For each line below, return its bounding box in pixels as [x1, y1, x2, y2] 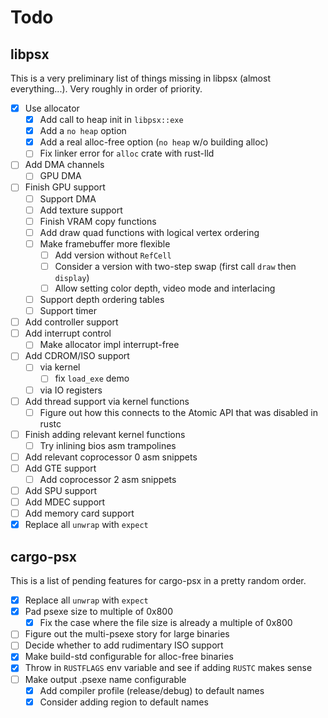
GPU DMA [39, 170, 82, 182]
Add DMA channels [24, 159, 105, 171]
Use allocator [24, 102, 80, 114]
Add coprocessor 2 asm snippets [39, 473, 177, 485]
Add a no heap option [39, 125, 127, 137]
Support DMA [39, 192, 97, 205]
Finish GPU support [24, 181, 106, 193]
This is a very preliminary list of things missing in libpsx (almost [10, 72, 271, 84]
